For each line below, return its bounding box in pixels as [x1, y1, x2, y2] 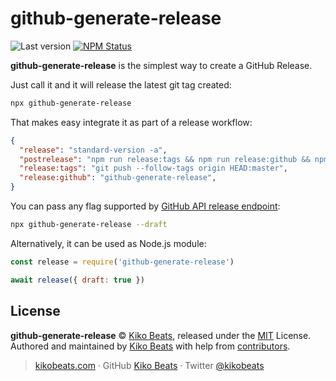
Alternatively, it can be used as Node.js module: [10, 237, 207, 249]
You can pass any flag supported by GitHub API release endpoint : [10, 200, 281, 212]
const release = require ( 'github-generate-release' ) [10, 257, 235, 267]
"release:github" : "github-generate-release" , [19, 173, 217, 183]
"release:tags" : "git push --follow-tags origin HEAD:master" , [19, 163, 288, 174]
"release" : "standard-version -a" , [19, 145, 168, 155]
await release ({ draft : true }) [10, 275, 145, 285]
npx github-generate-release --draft [10, 220, 168, 230]
